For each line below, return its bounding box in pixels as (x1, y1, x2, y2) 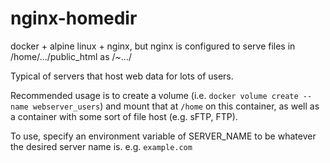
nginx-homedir (10, 7, 138, 30)
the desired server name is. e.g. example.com (10, 140, 193, 152)
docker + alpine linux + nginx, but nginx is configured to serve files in (10, 40, 296, 52)
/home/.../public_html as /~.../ (10, 50, 132, 62)
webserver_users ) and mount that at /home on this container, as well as (32, 100, 320, 112)
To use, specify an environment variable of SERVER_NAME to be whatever (10, 130, 317, 142)
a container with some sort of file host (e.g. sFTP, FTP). (10, 110, 238, 122)
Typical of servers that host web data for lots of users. (10, 70, 234, 82)
